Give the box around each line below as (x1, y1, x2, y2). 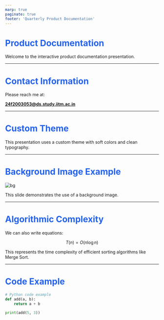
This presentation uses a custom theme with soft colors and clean (5, 139, 138, 145)
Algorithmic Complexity (5, 214, 104, 225)
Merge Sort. (5, 254, 29, 260)
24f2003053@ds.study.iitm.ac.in (5, 101, 76, 107)
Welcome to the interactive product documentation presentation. (5, 53, 135, 59)
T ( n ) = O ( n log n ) (65, 240, 99, 245)
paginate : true (5, 12, 36, 17)
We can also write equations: (5, 230, 63, 236)
